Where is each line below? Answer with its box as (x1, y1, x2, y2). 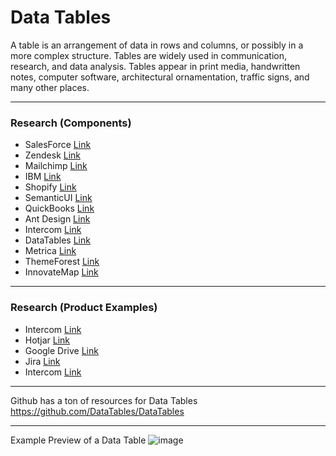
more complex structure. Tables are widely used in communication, (10, 49, 288, 61)
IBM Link (24, 171, 62, 183)
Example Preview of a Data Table (10, 434, 147, 446)
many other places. (10, 81, 90, 93)
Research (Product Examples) (10, 301, 158, 315)
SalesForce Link (24, 139, 92, 151)
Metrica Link (24, 245, 77, 257)
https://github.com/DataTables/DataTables (10, 405, 185, 417)
